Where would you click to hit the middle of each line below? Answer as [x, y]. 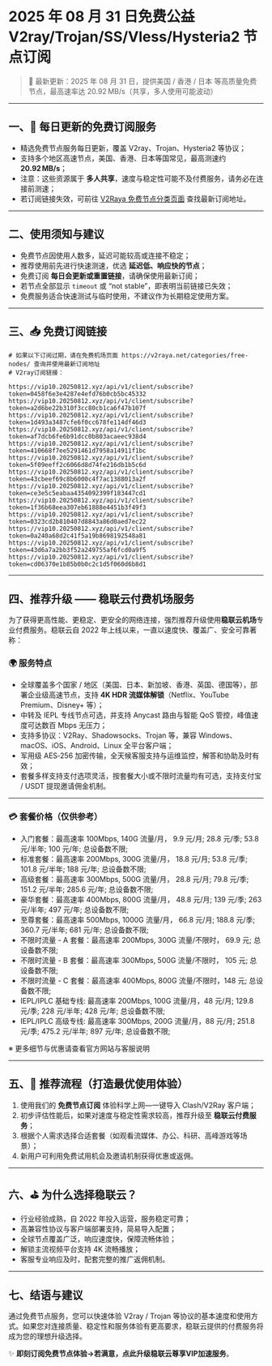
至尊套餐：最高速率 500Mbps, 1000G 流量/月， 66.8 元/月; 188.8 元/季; [138, 919]
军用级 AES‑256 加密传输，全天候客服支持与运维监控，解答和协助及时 [136, 756]
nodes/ [19, 364]
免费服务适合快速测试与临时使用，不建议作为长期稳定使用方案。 [126, 296]
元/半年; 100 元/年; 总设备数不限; [74, 849]
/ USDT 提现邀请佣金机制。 [65, 786]
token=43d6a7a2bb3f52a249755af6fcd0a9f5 [78, 550]
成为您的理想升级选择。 [47, 1336]
